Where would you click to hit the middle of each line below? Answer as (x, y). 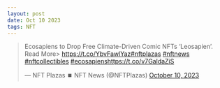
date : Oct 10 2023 (34, 20)
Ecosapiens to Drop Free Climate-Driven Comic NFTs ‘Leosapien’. (118, 47)
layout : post (26, 14)
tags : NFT (22, 27)
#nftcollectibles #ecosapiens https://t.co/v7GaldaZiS (99, 61)
